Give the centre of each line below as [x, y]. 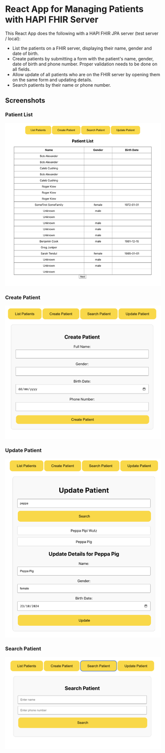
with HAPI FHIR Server [52, 20]
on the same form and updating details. [52, 80]
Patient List [19, 115]
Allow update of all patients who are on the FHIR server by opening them [86, 74]
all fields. [21, 69]
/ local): [13, 39]
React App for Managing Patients [74, 9]
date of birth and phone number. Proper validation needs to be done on [85, 64]
